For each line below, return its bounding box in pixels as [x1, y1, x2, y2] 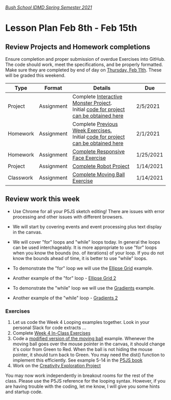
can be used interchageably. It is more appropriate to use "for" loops [12, 244, 157, 250]
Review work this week [5, 195, 80, 203]
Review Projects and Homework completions [5, 42, 151, 51]
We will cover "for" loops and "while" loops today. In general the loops [12, 239, 160, 245]
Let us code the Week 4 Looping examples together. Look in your [12, 319, 150, 325]
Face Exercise [72, 154, 106, 161]
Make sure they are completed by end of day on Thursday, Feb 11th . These [5, 67, 162, 73]
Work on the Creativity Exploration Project [12, 363, 101, 369]
